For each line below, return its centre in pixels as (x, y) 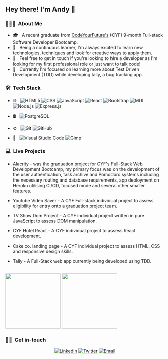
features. (22, 191)
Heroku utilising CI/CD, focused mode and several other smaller (79, 186)
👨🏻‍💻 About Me (24, 24)
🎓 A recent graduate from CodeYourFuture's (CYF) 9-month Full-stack (88, 35)
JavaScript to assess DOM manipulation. (55, 221)
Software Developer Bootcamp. (45, 42)
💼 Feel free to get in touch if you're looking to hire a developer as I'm (85, 58)
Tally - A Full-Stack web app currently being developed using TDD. (82, 261)
